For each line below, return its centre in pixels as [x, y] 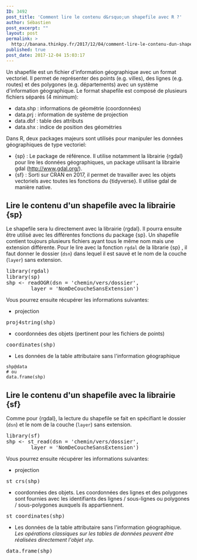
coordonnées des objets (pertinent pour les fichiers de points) [90, 334]
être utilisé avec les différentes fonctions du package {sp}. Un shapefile [93, 235]
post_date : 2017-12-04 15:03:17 [45, 55]
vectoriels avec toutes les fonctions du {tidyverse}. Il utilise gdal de [96, 181]
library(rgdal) [28, 271]
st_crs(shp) [23, 481]
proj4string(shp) [31, 323]
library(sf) [23, 436]
